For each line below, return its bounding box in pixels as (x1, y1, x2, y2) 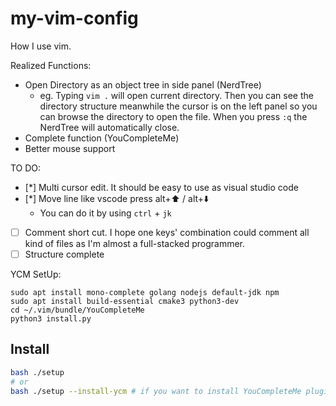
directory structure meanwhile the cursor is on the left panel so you (39, 100, 318, 112)
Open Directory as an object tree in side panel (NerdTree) (24, 78, 262, 91)
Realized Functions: (10, 59, 92, 71)
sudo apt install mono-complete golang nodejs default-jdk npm (10, 288, 280, 298)
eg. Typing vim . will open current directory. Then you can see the (39, 89, 314, 101)
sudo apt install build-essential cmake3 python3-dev (10, 297, 240, 307)
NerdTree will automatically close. (39, 121, 180, 133)
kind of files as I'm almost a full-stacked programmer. (24, 238, 246, 249)
